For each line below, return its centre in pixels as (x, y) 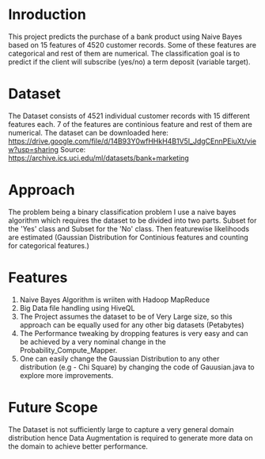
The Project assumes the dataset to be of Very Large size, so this (126, 316)
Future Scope (53, 407)
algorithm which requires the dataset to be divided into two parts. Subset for (132, 220)
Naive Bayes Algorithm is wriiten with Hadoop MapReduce (115, 300)
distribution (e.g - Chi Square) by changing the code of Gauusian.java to (137, 367)
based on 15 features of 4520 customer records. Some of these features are (132, 44)
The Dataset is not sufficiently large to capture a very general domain (121, 429)
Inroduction (47, 15)
